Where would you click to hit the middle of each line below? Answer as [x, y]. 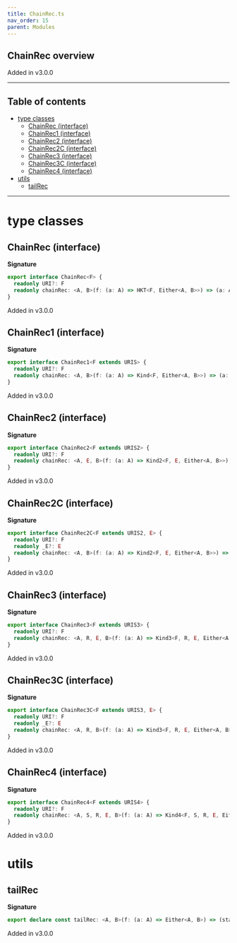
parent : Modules [31, 27]
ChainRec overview [51, 55]
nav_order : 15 [28, 20]
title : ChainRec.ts [36, 14]
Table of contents [47, 101]
